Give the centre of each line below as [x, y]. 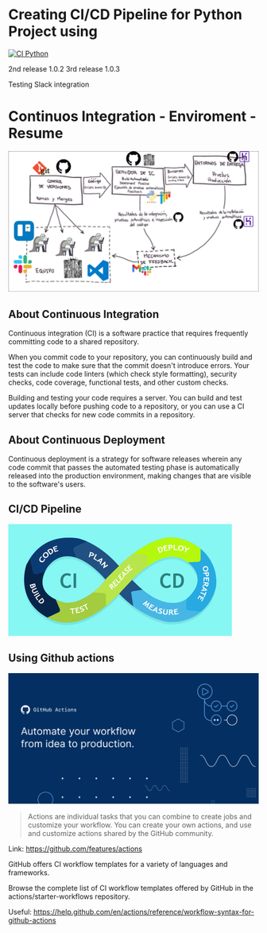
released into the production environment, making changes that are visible [130, 476]
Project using [53, 31]
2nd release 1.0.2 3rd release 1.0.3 [64, 68]
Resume [36, 134]
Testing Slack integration [49, 84]
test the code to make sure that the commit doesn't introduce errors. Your [129, 366]
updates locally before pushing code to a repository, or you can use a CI [126, 406]
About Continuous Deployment [87, 440]
